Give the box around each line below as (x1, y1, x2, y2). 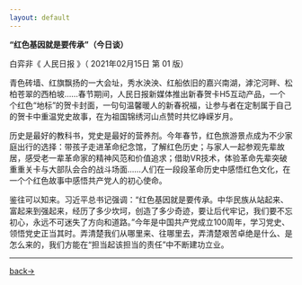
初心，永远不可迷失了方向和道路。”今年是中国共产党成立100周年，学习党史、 (9, 217, 290, 227)
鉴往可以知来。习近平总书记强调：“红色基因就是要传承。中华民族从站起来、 (9, 194, 289, 205)
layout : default (9, 13, 70, 22)
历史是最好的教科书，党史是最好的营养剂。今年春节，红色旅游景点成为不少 (9, 129, 285, 140)
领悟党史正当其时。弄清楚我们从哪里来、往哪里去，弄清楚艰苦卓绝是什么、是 (9, 227, 293, 238)
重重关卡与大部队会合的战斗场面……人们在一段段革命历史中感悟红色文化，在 (9, 164, 291, 174)
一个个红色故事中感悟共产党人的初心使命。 (9, 174, 167, 185)
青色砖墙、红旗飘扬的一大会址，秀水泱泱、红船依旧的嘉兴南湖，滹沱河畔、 (9, 77, 285, 88)
